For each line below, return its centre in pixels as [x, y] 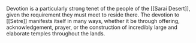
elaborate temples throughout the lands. [56, 34]
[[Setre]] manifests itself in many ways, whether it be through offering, [93, 21]
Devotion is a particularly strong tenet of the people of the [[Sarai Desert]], [98, 9]
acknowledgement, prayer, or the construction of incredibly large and [92, 27]
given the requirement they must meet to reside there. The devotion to [93, 15]
